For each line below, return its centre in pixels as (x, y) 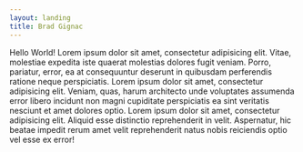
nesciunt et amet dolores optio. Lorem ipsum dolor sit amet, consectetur (145, 110)
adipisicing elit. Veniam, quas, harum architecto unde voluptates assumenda (152, 91)
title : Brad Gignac (46, 26)
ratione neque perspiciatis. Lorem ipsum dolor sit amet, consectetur (136, 81)
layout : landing (40, 18)
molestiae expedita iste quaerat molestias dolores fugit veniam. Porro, (140, 62)
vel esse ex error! (42, 139)
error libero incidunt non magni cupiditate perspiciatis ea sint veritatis (140, 100)
